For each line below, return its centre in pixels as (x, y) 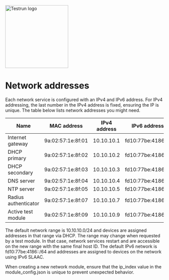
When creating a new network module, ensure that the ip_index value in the (83, 266)
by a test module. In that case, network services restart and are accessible (82, 241)
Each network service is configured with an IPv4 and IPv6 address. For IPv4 (84, 100)
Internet (17, 137)
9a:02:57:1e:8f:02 (66, 155)
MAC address (66, 126)
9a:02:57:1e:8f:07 (66, 200)
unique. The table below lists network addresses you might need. (73, 110)
